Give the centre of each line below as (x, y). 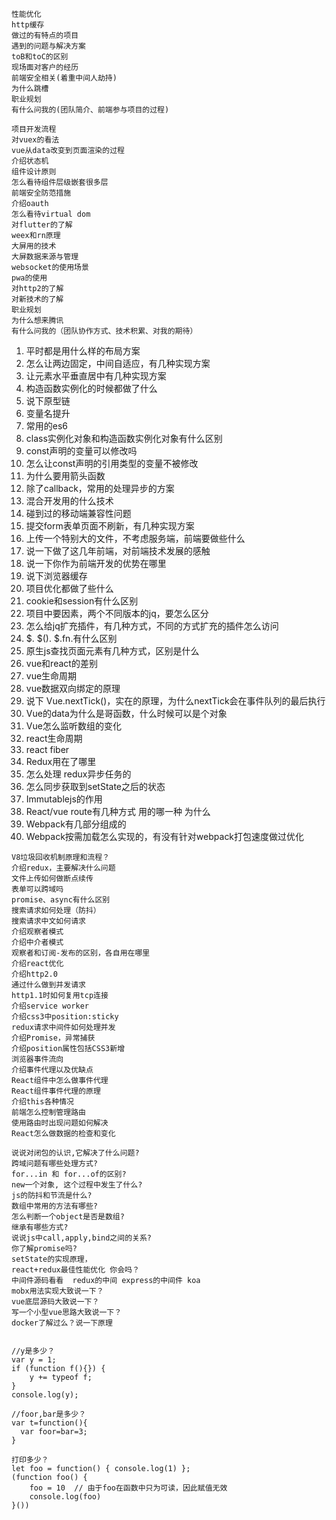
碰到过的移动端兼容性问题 (78, 513)
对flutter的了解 (42, 225)
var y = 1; (34, 1360)
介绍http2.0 (34, 974)
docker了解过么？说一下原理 (62, 1323)
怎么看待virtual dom (51, 214)
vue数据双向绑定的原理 (73, 688)
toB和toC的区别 (40, 57)
